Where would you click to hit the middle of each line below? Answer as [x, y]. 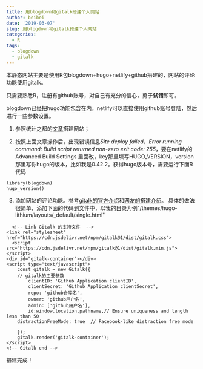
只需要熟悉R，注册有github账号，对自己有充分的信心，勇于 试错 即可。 [93, 95]
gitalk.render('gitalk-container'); [64, 337]
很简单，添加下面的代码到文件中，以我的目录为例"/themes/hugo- [96, 208]
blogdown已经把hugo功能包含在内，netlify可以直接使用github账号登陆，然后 [102, 108]
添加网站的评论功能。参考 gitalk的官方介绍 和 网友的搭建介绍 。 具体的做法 [105, 200]
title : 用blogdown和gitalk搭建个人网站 [53, 12]
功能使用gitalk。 [26, 82]
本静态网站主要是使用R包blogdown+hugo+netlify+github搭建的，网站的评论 [101, 75]
